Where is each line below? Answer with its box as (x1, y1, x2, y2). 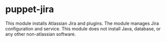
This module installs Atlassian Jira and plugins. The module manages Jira (5, 20, 159, 26)
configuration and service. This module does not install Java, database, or (5, 25, 161, 31)
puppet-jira (5, 4, 54, 15)
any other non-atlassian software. (5, 31, 76, 37)
